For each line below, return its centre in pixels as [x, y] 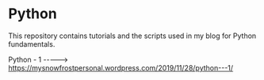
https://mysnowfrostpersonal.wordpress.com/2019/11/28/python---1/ [121, 67]
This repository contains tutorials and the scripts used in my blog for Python [132, 36]
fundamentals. [32, 44]
